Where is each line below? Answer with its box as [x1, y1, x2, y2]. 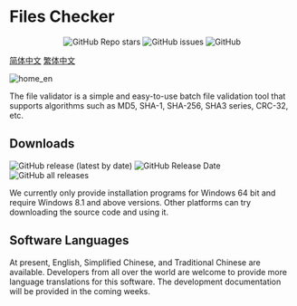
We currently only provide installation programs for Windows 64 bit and [9, 187, 276, 198]
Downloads [9, 136, 75, 151]
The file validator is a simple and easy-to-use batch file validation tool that [9, 91, 286, 101]
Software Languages [9, 233, 129, 248]
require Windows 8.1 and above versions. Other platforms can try [9, 196, 252, 207]
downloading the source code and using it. [9, 206, 169, 217]
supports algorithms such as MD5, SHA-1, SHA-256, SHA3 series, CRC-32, [9, 100, 289, 110]
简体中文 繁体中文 [9, 54, 75, 65]
